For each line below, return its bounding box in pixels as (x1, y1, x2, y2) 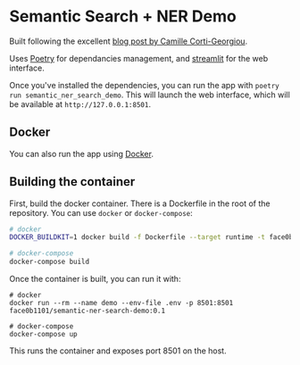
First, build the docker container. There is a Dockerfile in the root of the (9, 198, 271, 209)
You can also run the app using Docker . (9, 148, 154, 159)
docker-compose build (9, 257, 90, 267)
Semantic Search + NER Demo (9, 6, 237, 27)
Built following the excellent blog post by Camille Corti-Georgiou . (9, 36, 248, 46)
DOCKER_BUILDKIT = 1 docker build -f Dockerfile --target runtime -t (9, 233, 266, 242)
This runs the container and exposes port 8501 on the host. (9, 345, 227, 356)
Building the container (9, 174, 136, 189)
